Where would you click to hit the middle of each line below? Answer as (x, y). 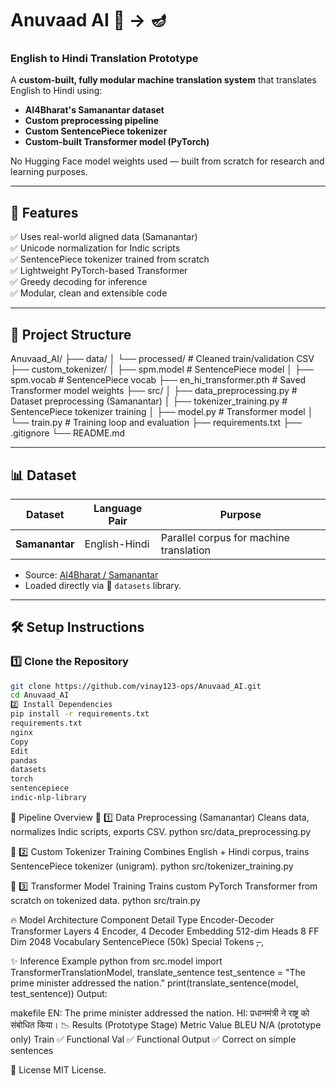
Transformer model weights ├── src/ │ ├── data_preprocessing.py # (154, 391)
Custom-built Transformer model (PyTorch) (117, 142)
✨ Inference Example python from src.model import (116, 961)
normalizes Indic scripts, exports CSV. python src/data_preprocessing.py (161, 831)
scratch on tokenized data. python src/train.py (105, 900)
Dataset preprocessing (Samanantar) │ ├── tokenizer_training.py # (149, 401)
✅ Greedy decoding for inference (79, 282)
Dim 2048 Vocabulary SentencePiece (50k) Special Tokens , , (137, 941)
